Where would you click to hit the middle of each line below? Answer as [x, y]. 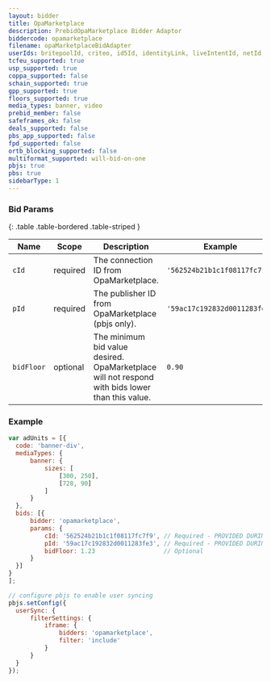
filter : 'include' [90, 641]
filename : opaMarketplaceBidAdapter [70, 46]
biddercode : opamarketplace [56, 38]
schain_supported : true [48, 83]
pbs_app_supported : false [52, 136]
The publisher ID [125, 294]
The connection [123, 261]
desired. [109, 358]
